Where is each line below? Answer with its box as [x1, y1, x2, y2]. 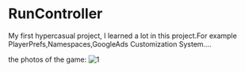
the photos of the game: [8, 55, 87, 64]
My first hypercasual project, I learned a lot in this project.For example [8, 31, 238, 40]
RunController [8, 5, 103, 23]
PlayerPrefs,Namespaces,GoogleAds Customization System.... [8, 39, 212, 48]
